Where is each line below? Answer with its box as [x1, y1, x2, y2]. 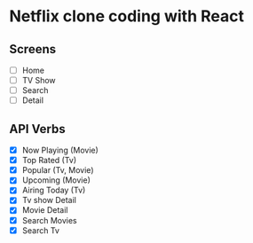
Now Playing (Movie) [21, 145, 99, 156]
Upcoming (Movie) [21, 175, 91, 185]
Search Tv [21, 224, 60, 236]
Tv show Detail [21, 195, 77, 206]
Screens [9, 42, 56, 57]
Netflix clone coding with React [9, 6, 244, 27]
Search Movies [21, 215, 77, 225]
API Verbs [9, 121, 66, 137]
